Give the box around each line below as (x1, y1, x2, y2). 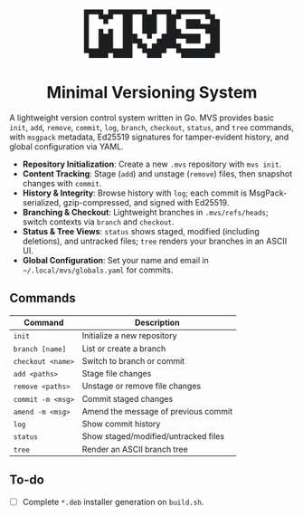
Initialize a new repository (81, 330, 178, 341)
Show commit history (81, 418, 161, 429)
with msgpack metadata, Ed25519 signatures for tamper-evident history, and (9, 131, 289, 142)
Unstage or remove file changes (81, 380, 202, 392)
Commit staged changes (81, 393, 174, 404)
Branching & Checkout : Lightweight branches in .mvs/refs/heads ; (22, 206, 269, 217)
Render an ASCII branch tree (81, 444, 188, 454)
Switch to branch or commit (81, 355, 185, 366)
